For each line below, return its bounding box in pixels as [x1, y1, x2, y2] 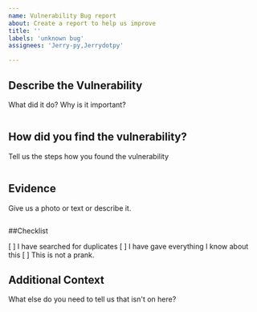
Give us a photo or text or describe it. [8, 203, 132, 213]
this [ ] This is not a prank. [8, 250, 95, 260]
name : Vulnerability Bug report [8, 11, 116, 20]
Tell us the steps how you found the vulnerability [8, 151, 169, 161]
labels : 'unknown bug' [8, 34, 84, 43]
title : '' [8, 27, 42, 35]
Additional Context [8, 273, 104, 286]
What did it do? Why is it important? [8, 100, 126, 109]
